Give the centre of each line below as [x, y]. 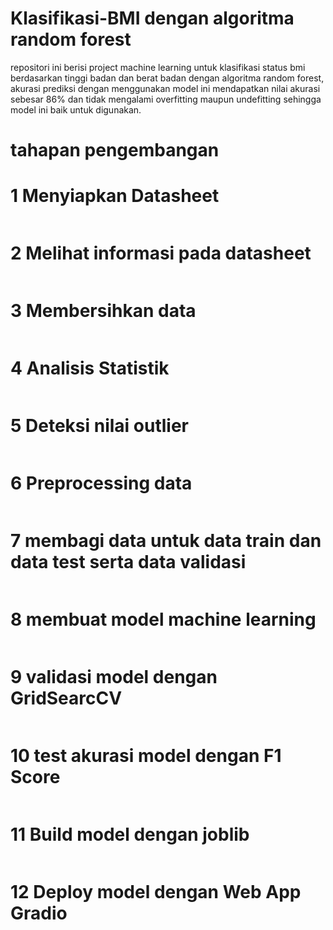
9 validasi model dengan [114, 676]
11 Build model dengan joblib [130, 834]
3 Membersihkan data [103, 311]
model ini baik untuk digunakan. [76, 109]
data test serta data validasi [128, 561]
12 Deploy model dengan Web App [156, 891]
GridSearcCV [66, 698]
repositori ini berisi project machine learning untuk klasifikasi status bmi [158, 67]
